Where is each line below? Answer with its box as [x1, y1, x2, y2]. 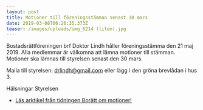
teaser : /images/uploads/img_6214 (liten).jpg [6, 25, 126, 32]
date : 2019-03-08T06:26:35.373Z [6, 20, 88, 26]
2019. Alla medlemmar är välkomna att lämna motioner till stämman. [6, 49, 176, 56]
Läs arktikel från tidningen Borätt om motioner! [15, 97, 132, 104]
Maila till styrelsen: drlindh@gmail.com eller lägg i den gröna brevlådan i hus [6, 67, 198, 74]
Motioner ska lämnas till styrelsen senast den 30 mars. [6, 55, 143, 62]
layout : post [6, 8, 40, 15]
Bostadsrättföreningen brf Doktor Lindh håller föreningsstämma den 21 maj [6, 42, 193, 50]
